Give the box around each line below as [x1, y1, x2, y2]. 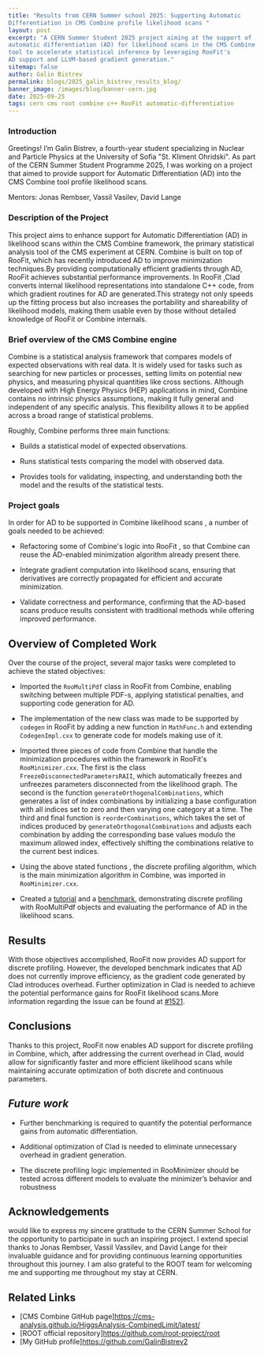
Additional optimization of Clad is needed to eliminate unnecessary [19, 1141, 237, 1151]
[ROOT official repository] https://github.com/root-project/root [19, 1329, 221, 1338]
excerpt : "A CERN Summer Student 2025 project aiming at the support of [8, 33, 252, 42]
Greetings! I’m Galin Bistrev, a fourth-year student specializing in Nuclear [8, 144, 245, 153]
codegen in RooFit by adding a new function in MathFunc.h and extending [19, 722, 253, 732]
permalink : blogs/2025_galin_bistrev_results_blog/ [8, 77, 181, 85]
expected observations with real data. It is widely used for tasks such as [8, 360, 243, 370]
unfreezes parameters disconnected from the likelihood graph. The [19, 780, 238, 789]
